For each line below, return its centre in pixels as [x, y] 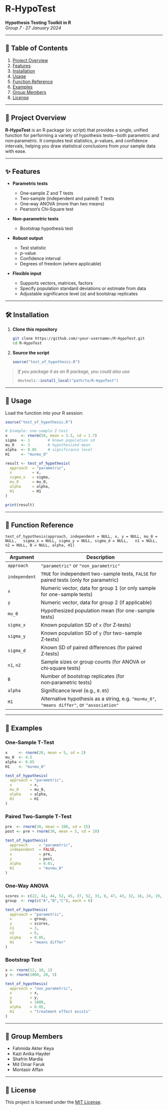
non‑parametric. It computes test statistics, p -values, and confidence [76, 140]
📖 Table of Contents [36, 48]
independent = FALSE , [33, 850]
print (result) [20, 505]
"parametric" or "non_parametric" [80, 566]
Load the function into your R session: [44, 413]
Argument [22, 557]
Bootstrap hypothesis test [46, 228]
